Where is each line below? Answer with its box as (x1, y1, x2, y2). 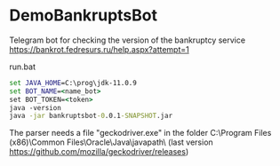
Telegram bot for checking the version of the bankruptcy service (9, 35, 246, 45)
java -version (9, 103, 62, 112)
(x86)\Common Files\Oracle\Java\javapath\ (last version (9, 137, 213, 147)
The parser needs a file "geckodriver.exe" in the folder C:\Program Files (9, 128, 272, 138)
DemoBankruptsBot (9, 5, 158, 26)
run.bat (9, 61, 36, 72)
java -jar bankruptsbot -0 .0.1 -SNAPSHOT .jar (9, 112, 173, 121)
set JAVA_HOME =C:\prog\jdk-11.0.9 (9, 78, 138, 87)
